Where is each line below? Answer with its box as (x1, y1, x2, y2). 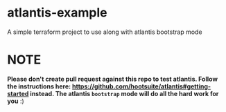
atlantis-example (7, 5, 107, 21)
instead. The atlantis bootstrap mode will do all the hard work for (30, 89, 219, 97)
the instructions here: (7, 82, 71, 91)
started (7, 89, 29, 97)
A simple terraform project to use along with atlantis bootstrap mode (7, 28, 202, 36)
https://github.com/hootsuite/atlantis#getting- (71, 82, 211, 91)
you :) (7, 97, 24, 105)
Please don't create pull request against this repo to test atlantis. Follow (7, 75, 218, 83)
